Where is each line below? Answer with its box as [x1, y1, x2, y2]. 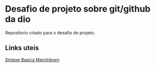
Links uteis [5, 44, 39, 52]
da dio [5, 14, 31, 25]
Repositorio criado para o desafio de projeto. [5, 30, 95, 35]
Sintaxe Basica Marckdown [5, 57, 60, 63]
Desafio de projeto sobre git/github [5, 3, 151, 15]
